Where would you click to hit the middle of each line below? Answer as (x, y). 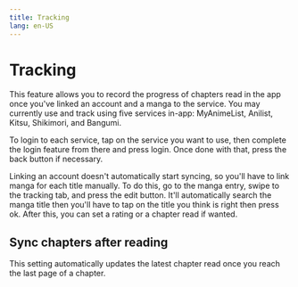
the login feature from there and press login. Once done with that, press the (148, 150)
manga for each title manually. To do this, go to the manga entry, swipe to (144, 186)
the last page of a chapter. (58, 274)
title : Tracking (39, 17)
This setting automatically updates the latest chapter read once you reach (145, 264)
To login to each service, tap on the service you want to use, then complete (148, 140)
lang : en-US (31, 26)
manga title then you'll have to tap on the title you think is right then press (144, 205)
